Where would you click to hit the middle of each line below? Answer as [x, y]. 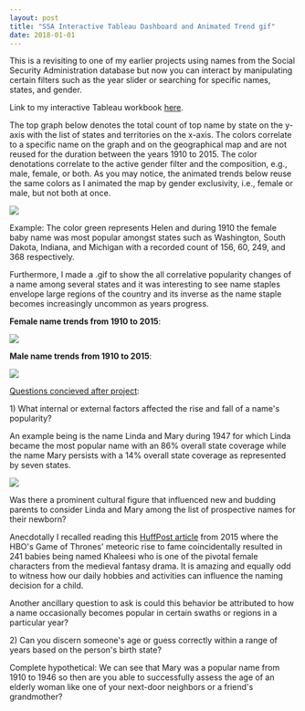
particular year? [39, 622]
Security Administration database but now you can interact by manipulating [151, 70]
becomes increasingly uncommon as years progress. [109, 304]
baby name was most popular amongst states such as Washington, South [147, 237]
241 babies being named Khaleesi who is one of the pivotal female [134, 557]
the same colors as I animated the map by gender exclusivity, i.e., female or [152, 183]
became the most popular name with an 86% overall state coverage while [148, 446]
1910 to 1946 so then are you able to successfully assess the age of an [142, 677]
